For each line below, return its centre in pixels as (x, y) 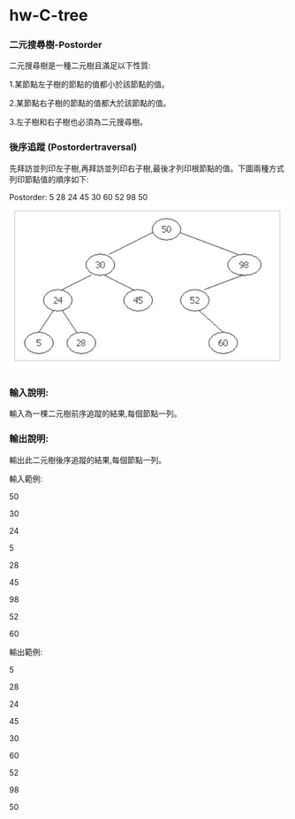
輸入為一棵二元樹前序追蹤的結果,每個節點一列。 (96, 413)
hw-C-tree (49, 15)
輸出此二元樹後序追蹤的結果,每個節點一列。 (88, 460)
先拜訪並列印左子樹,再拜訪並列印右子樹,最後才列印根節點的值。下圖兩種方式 (147, 168)
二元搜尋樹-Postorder (56, 45)
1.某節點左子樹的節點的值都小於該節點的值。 (89, 84)
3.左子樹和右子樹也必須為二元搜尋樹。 (79, 122)
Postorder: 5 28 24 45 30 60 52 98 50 (79, 197)
